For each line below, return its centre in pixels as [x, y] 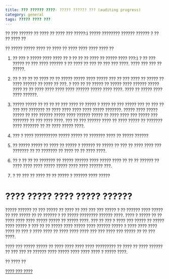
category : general [24, 15]
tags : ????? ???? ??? [28, 19]
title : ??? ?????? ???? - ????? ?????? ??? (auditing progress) [73, 10]
